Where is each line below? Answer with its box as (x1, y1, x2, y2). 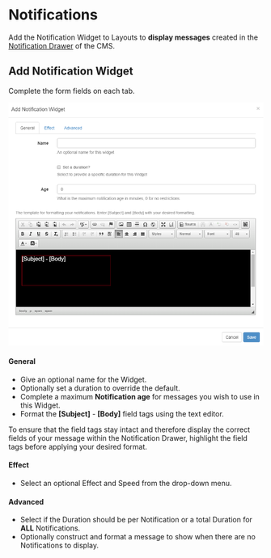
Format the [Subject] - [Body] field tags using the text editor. (19, 408, 224, 418)
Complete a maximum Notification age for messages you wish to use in (19, 391, 260, 401)
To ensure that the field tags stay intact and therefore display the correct (8, 425, 251, 434)
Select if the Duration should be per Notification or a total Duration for (19, 515, 253, 525)
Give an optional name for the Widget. (19, 374, 147, 384)
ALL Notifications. (19, 523, 81, 533)
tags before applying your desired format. (8, 442, 148, 451)
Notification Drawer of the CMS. (8, 40, 116, 50)
